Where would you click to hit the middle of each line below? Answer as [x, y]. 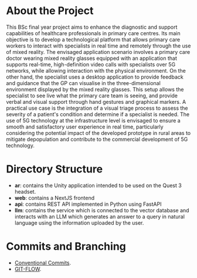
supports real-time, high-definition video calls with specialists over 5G [91, 64]
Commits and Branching [66, 247]
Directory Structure [55, 169]
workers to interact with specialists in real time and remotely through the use [98, 46]
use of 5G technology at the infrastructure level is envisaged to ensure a [93, 120]
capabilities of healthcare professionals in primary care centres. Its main [93, 33]
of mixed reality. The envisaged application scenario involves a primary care [98, 52]
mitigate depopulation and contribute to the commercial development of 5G [97, 139]
